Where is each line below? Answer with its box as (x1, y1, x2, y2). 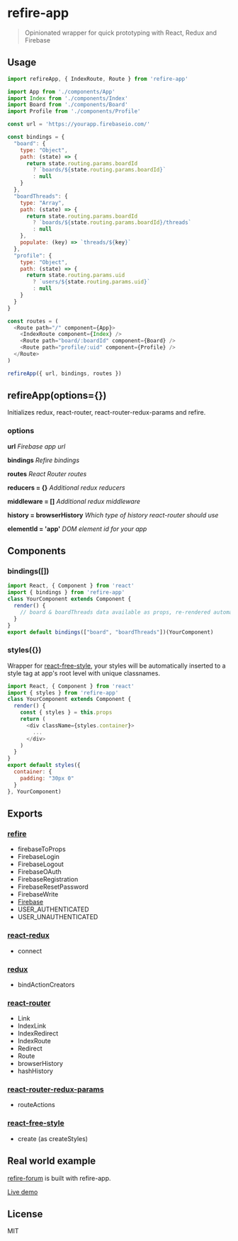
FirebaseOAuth (17, 867, 62, 876)
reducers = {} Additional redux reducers (7, 483, 125, 492)
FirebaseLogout (17, 860, 64, 869)
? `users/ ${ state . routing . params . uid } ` (33, 279, 151, 286)
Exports (7, 807, 43, 819)
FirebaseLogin (17, 853, 60, 861)
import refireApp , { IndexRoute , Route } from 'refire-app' (7, 75, 189, 82)
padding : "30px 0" (20, 775, 74, 782)
